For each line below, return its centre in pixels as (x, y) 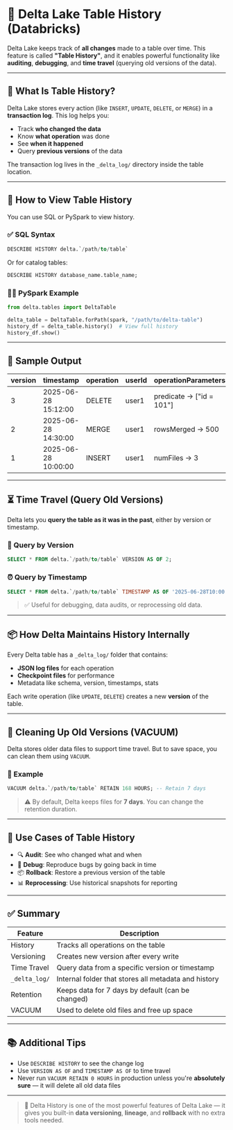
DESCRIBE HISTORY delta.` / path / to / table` (68, 249)
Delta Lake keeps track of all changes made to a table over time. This (106, 48)
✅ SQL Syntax (31, 235)
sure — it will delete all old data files (69, 1085)
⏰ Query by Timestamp (47, 577)
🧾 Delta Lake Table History (84, 14)
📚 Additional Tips (47, 1043)
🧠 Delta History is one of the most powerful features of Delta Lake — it (124, 1105)
